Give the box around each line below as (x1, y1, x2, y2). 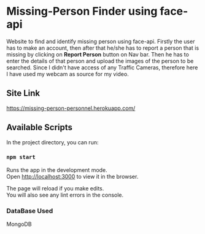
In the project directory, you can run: (6, 138, 99, 146)
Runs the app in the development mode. (6, 166, 107, 173)
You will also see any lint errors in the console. (6, 191, 124, 198)
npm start (6, 154, 36, 161)
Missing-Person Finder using (6, 4, 158, 18)
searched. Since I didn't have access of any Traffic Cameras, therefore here (6, 63, 198, 71)
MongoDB (6, 220, 32, 228)
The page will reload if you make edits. (6, 184, 104, 192)
